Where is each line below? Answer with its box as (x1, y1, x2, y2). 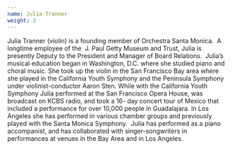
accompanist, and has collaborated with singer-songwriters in (7, 127, 188, 135)
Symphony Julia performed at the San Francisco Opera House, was (7, 89, 203, 98)
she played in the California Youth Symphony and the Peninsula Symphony (7, 74, 224, 82)
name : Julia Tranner (7, 10, 68, 18)
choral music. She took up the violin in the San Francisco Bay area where (7, 67, 219, 75)
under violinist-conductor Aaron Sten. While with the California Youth (7, 81, 208, 90)
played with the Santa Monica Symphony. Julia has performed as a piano (7, 119, 221, 127)
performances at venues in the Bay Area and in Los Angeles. (7, 134, 183, 142)
